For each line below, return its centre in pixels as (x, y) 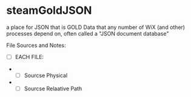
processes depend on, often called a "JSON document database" (88, 33)
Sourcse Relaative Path (53, 89)
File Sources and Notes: (36, 45)
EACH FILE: (29, 57)
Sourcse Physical (46, 75)
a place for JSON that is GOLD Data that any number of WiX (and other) (96, 27)
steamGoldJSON (49, 11)
